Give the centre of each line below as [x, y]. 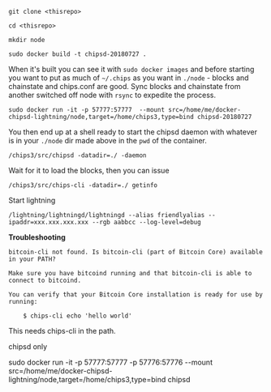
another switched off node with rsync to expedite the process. [112, 95]
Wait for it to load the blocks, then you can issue [89, 170]
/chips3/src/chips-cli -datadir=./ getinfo [83, 185]
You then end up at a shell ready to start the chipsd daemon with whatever [133, 132]
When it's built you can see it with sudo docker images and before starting [131, 69]
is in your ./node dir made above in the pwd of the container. [108, 141]
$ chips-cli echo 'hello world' [77, 316]
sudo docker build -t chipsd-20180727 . [78, 54]
